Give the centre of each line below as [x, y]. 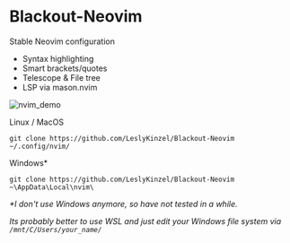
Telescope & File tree [61, 77]
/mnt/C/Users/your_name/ [56, 230]
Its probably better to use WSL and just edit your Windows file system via [145, 221]
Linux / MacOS [37, 122]
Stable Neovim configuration [62, 41]
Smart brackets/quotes [65, 68]
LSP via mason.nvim [60, 87]
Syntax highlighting [58, 58]
